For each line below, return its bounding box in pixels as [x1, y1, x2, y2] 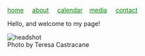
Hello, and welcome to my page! [7, 20, 100, 27]
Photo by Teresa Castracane [7, 41, 90, 48]
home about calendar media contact [7, 6, 138, 14]
